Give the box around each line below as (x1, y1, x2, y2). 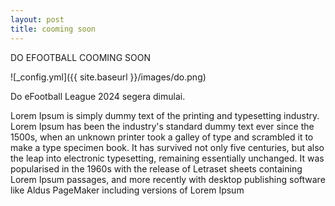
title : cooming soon (10, 24, 97, 34)
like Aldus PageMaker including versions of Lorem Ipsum (10, 184, 245, 196)
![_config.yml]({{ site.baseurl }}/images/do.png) (10, 71, 207, 83)
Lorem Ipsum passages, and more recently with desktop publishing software (10, 173, 326, 185)
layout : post (10, 14, 65, 25)
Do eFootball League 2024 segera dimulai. (10, 90, 186, 102)
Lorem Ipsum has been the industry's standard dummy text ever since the (10, 120, 315, 132)
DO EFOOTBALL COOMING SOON (10, 51, 151, 63)
